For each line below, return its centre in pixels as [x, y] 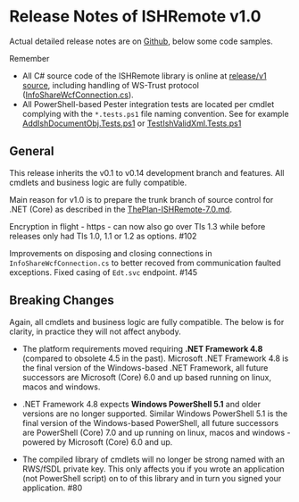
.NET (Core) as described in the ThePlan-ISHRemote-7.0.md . [120, 209]
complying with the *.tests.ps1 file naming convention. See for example [155, 113]
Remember [29, 58]
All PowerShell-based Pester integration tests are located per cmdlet [148, 104]
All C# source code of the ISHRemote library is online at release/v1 [144, 75]
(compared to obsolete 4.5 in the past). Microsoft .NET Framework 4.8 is [155, 358]
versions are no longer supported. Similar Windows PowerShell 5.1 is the [155, 414]
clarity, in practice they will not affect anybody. [95, 331]
